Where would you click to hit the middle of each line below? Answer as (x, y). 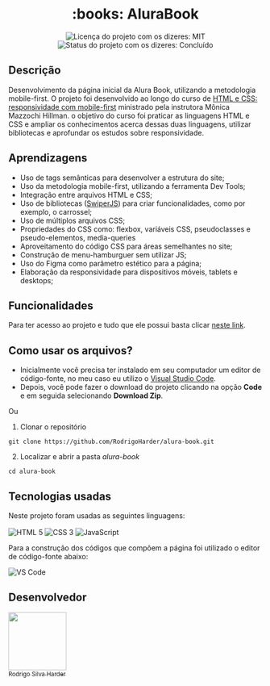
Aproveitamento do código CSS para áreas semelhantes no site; (126, 246)
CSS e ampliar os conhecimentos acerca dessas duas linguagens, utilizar (130, 124)
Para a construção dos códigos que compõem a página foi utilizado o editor (134, 548)
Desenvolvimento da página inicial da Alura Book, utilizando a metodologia (132, 90)
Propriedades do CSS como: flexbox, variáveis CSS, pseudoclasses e (135, 229)
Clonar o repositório (53, 427)
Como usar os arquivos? (71, 351)
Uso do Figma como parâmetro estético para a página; (111, 263)
